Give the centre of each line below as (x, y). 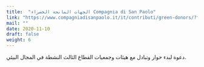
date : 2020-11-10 (28, 29)
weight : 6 (19, 40)
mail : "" (17, 23)
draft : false (23, 34)
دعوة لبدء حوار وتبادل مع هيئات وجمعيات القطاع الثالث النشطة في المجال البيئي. (96, 57)
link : (13, 18)
